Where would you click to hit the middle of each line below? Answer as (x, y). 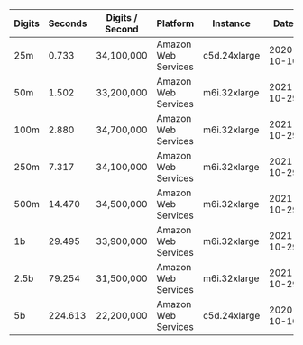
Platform (175, 23)
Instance (231, 23)
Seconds (68, 23)
